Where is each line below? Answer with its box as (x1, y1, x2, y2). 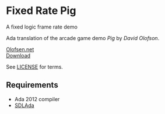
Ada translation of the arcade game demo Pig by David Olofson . (6, 34, 160, 41)
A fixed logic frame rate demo (6, 23, 78, 30)
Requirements (6, 80, 58, 90)
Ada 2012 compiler (14, 95, 60, 102)
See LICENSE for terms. (6, 63, 63, 70)
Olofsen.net (6, 45, 34, 53)
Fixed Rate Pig (6, 4, 76, 17)
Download (6, 52, 31, 59)
